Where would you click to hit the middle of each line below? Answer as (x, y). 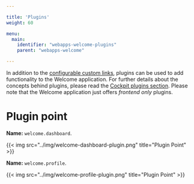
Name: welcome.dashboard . (39, 133)
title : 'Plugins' (28, 17)
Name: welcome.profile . (36, 163)
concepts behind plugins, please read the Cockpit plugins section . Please (97, 86)
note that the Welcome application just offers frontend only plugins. (89, 92)
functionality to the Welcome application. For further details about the (92, 79)
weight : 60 (20, 23)
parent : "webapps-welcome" (51, 51)
